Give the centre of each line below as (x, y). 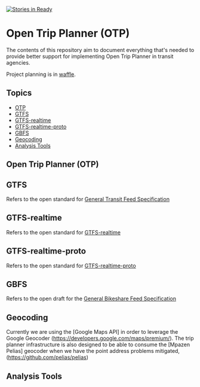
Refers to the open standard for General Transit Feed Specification (88, 199)
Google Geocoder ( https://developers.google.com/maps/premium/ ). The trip (100, 339)
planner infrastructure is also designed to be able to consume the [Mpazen (98, 345)
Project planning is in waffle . (41, 74)
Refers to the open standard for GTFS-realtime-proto (71, 266)
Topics (19, 93)
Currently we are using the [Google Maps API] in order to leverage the (92, 332)
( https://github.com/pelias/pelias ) (47, 357)
